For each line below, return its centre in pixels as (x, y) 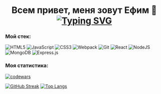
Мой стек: (18, 36)
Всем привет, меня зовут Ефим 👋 (84, 10)
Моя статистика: (27, 65)
